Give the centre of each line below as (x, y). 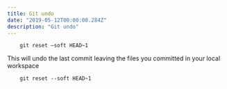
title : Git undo (31, 14)
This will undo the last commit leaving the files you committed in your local (114, 58)
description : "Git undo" (43, 26)
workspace (23, 66)
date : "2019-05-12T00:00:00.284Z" (57, 20)
